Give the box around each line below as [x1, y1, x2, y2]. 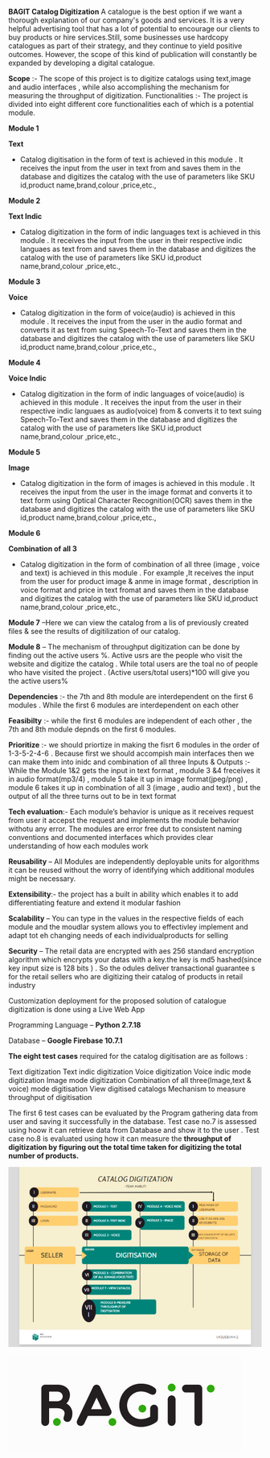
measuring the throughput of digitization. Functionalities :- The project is [8, 91, 248, 100]
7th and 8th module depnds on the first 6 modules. [8, 724, 177, 734]
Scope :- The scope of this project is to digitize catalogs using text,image [8, 74, 252, 83]
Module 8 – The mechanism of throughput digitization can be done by [8, 642, 240, 651]
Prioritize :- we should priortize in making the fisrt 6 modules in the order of [8, 740, 260, 749]
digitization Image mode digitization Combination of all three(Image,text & [8, 1076, 252, 1085]
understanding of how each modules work [8, 841, 149, 850]
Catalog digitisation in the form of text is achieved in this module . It [19, 154, 243, 164]
